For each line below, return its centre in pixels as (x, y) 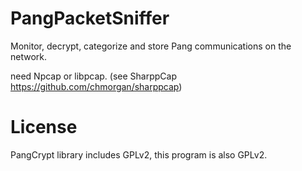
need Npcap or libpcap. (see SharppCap (93, 76)
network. (29, 56)
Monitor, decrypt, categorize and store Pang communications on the (151, 46)
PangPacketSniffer (90, 18)
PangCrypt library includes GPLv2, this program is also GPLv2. (139, 154)
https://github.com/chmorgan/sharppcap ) (96, 86)
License (44, 127)
